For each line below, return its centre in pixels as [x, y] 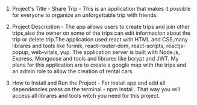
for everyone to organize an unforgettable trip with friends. [85, 15]
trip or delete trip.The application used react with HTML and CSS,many [100, 39]
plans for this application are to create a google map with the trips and [99, 65]
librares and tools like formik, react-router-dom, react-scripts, [88, 46]
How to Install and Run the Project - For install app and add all [89, 83]
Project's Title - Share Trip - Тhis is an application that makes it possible [101, 9]
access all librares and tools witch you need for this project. [86, 96]
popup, [21, 52]
